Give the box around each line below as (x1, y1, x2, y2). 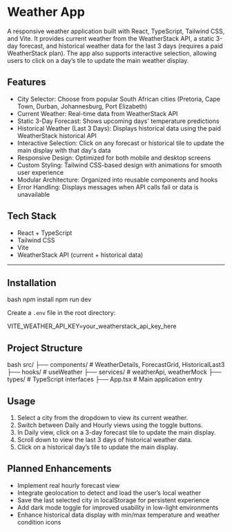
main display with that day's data (17, 146, 111, 154)
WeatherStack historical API (17, 131, 97, 140)
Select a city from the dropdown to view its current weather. (17, 414, 188, 421)
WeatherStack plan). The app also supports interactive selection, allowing (7, 49, 217, 57)
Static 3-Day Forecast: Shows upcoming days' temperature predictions (17, 117, 220, 125)
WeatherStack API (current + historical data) (17, 250, 144, 259)
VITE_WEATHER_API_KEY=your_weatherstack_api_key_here (7, 322, 177, 330)
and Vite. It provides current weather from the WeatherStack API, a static (7, 34, 215, 42)
